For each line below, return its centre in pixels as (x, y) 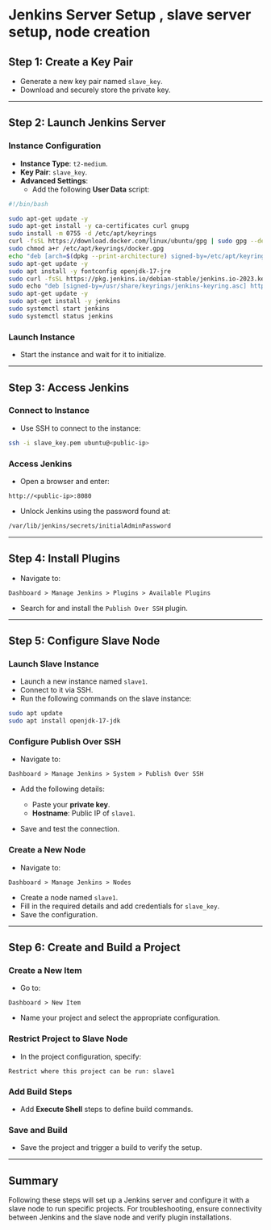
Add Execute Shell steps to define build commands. (106, 1109)
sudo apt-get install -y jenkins (65, 301)
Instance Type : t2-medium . (64, 163)
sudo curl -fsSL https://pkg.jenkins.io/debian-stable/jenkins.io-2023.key (138, 279)
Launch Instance (42, 337)
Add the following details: (62, 789)
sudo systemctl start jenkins (59, 309)
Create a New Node (47, 850)
